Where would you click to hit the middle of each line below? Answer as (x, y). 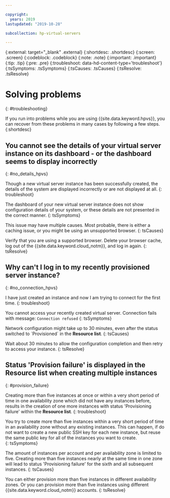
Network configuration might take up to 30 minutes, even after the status (82, 328)
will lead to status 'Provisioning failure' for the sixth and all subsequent (79, 464)
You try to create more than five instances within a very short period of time (85, 421)
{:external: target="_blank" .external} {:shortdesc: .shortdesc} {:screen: (80, 52)
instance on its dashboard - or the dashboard (78, 153)
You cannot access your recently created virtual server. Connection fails (81, 313)
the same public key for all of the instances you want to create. (71, 438)
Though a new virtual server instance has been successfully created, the (82, 184)
